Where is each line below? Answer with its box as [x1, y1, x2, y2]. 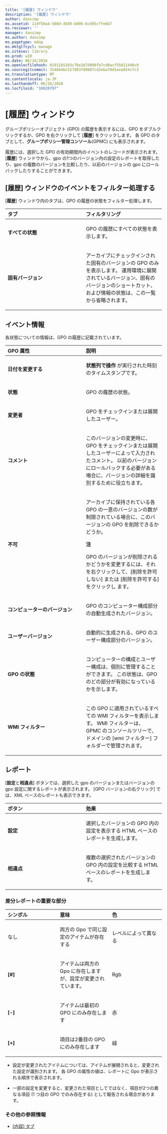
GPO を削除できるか [111, 521, 159, 528]
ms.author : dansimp [5, 35, 46, 40]
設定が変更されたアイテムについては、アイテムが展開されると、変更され [12, 1062, 160, 1068]
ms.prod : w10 [5, 53, 32, 59]
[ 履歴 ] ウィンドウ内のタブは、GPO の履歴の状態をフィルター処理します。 [5, 198, 155, 204]
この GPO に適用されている [86, 705, 149, 712]
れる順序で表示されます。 [12, 1074, 65, 1081]
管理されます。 [110, 742, 145, 749]
